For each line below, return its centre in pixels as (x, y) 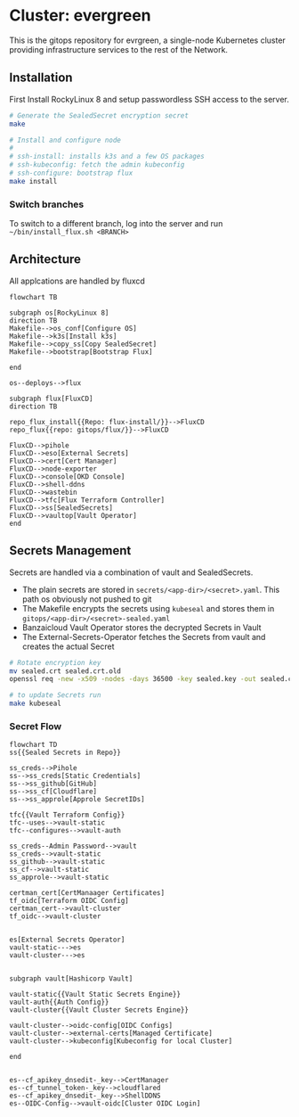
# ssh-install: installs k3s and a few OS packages (107, 157)
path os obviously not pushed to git (87, 599)
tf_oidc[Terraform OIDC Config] (69, 901)
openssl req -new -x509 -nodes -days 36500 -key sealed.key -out (133, 679)
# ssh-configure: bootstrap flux (71, 173)
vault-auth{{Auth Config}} (59, 1002)
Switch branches (47, 204)
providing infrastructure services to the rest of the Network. (119, 49)
